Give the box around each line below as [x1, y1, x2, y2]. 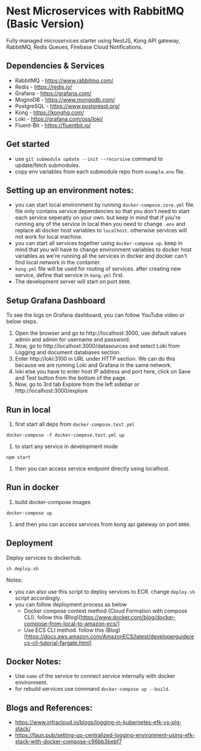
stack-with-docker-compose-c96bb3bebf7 [14, 738, 122, 745]
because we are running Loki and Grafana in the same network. [14, 361, 172, 369]
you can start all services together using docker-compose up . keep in [14, 240, 183, 247]
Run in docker [6, 482, 59, 493]
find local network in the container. [14, 259, 101, 266]
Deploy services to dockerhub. [6, 554, 82, 561]
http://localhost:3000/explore [14, 387, 88, 394]
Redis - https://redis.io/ [14, 83, 73, 90]
